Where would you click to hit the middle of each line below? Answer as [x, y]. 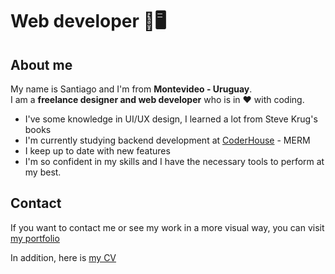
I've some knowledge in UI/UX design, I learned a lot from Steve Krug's [171, 119]
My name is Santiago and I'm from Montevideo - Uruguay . [131, 89]
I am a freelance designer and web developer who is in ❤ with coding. [157, 99]
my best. [43, 172]
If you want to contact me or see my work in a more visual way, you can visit [167, 227]
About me [41, 64]
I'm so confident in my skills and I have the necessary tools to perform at [174, 161]
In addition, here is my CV [63, 257]
